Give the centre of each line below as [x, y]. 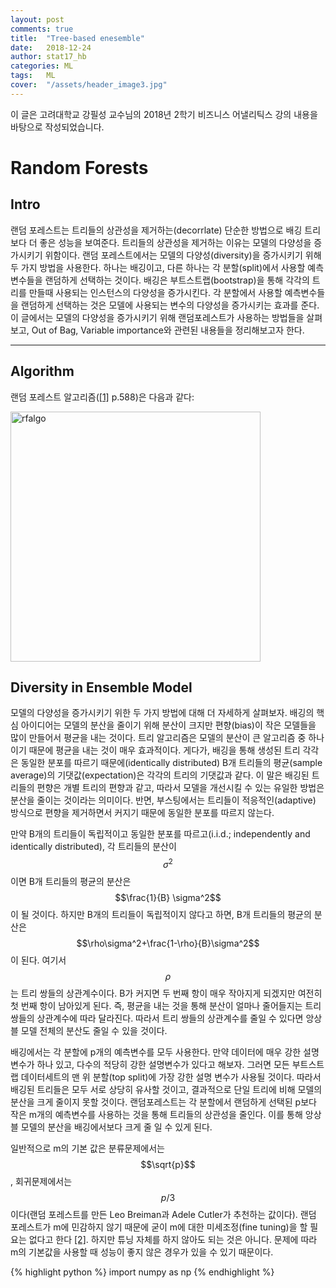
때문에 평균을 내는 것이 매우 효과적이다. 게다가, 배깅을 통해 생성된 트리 [164, 750]
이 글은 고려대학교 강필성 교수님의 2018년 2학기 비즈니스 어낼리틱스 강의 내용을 [164, 114]
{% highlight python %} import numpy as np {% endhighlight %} [142, 1272]
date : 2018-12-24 [51, 47]
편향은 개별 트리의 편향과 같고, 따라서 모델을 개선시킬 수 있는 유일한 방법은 [180, 788]
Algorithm [42, 371]
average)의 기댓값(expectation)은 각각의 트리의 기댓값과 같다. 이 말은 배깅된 [160, 775]
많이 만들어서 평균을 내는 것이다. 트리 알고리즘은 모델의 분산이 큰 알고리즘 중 [158, 738]
